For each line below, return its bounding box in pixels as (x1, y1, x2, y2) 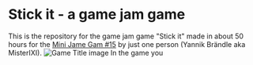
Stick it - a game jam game (8, 5, 186, 23)
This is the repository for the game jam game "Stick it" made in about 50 (8, 31, 244, 41)
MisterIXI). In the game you (8, 48, 164, 57)
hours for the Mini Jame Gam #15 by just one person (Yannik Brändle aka (8, 39, 246, 49)
